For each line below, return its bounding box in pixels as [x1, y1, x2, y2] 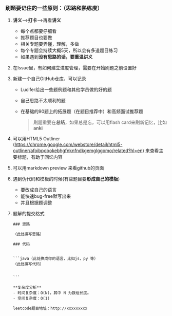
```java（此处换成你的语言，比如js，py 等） [12, 256, 99, 262]
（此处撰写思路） [12, 232, 44, 237]
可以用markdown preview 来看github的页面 [12, 165, 104, 171]
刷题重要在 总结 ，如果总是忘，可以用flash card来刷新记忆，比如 [33, 119, 167, 125]
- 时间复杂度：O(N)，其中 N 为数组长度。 [12, 290, 91, 296]
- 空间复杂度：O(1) [12, 296, 50, 301]
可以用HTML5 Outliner [12, 136, 61, 142]
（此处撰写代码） [12, 262, 44, 267]
